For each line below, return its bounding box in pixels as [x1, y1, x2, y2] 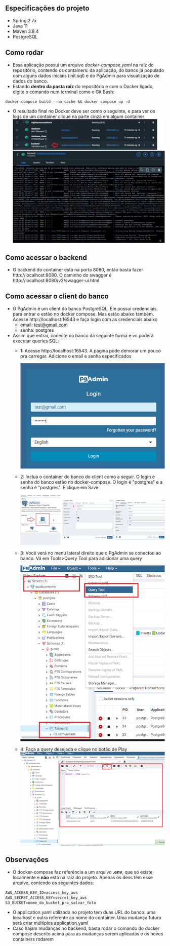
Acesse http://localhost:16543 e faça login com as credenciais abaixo [12, 316, 158, 322]
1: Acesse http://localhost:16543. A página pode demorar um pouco [20, 347, 161, 353]
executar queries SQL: [12, 338, 60, 344]
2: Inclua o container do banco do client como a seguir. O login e [20, 474, 155, 480]
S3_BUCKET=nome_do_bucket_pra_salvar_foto [5, 900, 96, 905]
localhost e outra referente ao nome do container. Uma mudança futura [12, 914, 161, 921]
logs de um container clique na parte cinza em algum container [12, 113, 145, 120]
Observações [5, 855, 49, 864]
